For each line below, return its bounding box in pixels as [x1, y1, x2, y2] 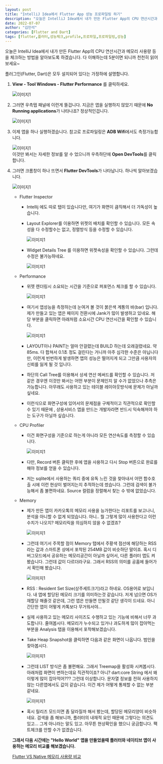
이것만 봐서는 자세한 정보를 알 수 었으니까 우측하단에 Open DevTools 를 [12, 151, 147, 157]
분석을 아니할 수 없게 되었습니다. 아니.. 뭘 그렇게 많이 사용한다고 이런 [26, 514, 157, 519]
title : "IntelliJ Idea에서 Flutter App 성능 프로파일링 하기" [5, 12, 123, 17]
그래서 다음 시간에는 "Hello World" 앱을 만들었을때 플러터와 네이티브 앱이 [12, 737, 151, 743]
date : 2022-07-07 [5, 20, 40, 26]
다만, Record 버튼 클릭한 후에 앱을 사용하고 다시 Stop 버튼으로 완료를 [26, 459, 158, 465]
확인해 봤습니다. [32, 565, 62, 571]
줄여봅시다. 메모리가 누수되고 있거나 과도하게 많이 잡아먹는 [44, 620, 156, 626]
